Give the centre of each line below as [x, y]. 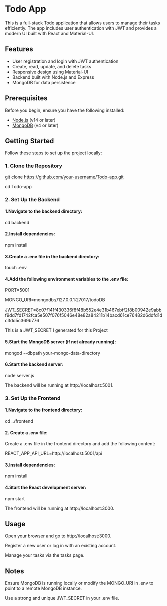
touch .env [16, 268]
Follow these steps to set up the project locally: [54, 153]
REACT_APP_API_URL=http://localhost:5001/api [54, 453]
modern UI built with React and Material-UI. [50, 33]
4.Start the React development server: [46, 487]
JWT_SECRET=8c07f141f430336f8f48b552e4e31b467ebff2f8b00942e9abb [83, 310]
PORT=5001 [17, 290]
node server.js [20, 375]
